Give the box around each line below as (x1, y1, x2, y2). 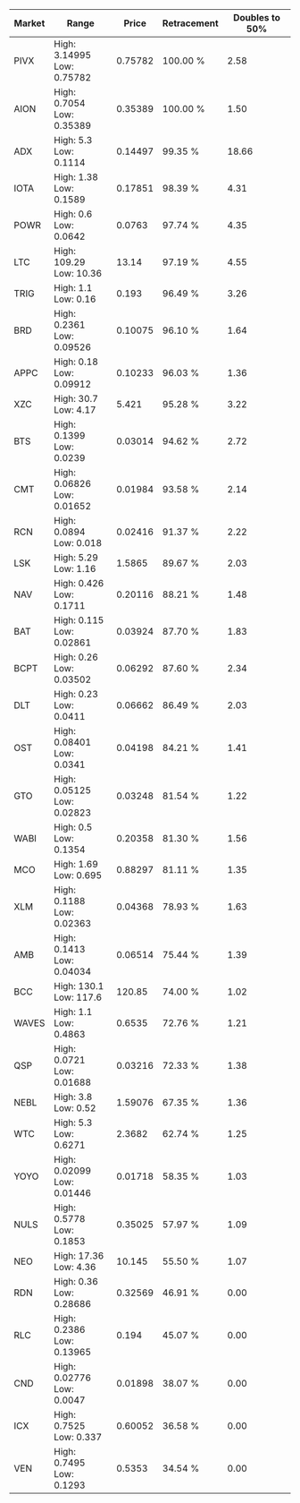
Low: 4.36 (53, 1261, 96, 1273)
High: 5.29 (53, 551, 98, 563)
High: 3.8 (53, 1091, 93, 1103)
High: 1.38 (53, 171, 98, 183)
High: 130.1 (53, 980, 104, 992)
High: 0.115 (53, 614, 104, 626)
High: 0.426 (53, 577, 104, 589)
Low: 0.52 (53, 1102, 96, 1114)
